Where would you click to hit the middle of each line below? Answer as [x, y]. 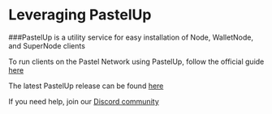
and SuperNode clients [47, 45]
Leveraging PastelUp [80, 15]
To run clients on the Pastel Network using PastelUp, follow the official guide [136, 61]
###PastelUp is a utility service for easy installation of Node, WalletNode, [131, 37]
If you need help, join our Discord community [84, 101]
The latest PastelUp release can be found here [86, 86]
